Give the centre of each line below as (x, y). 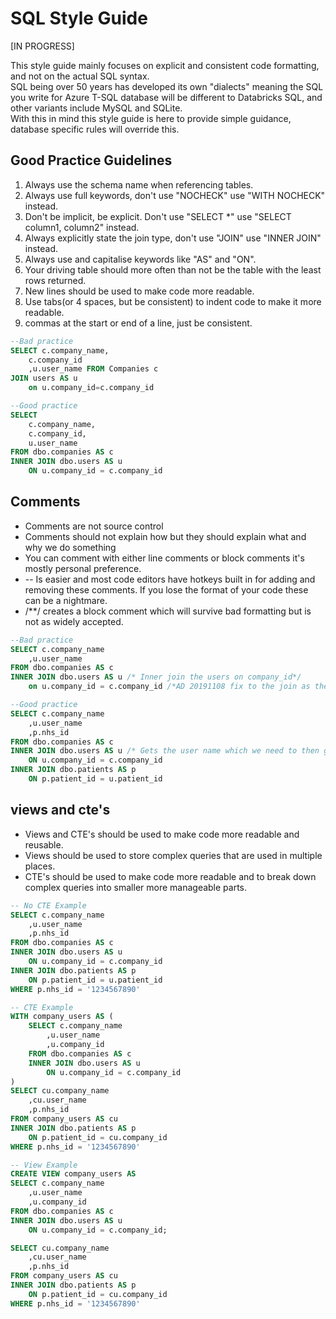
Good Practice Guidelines (91, 160)
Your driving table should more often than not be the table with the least (173, 269)
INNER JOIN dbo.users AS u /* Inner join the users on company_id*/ (156, 677)
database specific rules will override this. (95, 129)
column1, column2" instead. (82, 227)
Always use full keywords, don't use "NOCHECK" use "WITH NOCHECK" (175, 195)
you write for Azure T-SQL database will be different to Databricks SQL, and (166, 97)
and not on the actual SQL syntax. (80, 76)
